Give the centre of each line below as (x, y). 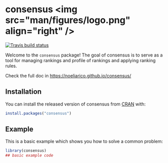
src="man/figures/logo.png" (68, 20)
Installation (23, 92)
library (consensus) (26, 151)
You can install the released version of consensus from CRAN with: (76, 104)
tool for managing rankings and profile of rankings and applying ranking (81, 60)
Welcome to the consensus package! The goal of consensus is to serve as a (84, 55)
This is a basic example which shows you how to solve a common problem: (84, 142)
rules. (11, 66)
